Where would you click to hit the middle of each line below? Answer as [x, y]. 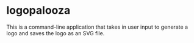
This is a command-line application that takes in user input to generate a [97, 27]
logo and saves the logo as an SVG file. [56, 33]
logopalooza [38, 10]
